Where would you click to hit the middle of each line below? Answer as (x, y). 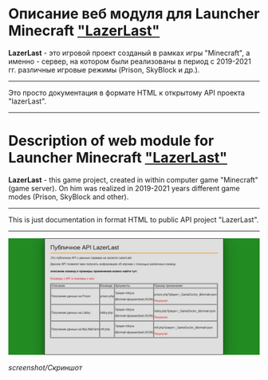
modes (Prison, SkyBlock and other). (69, 197)
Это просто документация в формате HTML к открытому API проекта (127, 92)
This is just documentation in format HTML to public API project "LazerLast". (134, 219)
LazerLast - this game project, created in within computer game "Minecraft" (134, 179)
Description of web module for (111, 141)
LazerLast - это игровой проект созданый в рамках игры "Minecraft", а (129, 53)
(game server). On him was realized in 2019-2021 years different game (124, 188)
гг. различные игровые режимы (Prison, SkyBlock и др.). (104, 69)
